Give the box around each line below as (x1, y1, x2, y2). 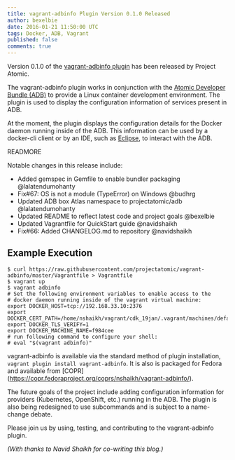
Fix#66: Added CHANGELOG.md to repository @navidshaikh (17, 227, 192, 235)
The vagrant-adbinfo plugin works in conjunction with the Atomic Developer (7, 83, 226, 91)
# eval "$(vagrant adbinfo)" (7, 339, 92, 346)
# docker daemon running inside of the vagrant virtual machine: (7, 296, 201, 304)
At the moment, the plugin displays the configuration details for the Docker (7, 119, 222, 127)
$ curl (7, 266, 27, 273)
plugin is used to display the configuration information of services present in (7, 98, 227, 106)
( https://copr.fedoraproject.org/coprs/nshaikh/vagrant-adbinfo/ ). (7, 374, 194, 382)
